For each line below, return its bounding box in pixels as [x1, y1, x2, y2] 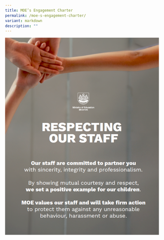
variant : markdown [5, 18, 42, 23]
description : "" [5, 24, 38, 28]
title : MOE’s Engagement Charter [5, 8, 73, 13]
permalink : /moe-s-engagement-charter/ [5, 13, 86, 18]
